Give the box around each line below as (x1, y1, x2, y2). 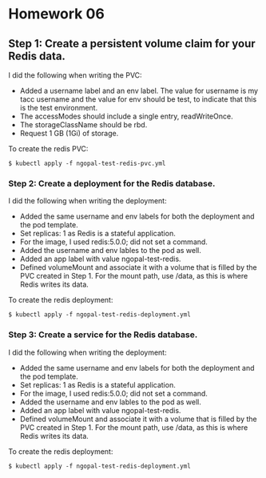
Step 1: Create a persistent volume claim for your (8, 37, 256, 50)
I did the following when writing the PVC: (8, 70, 142, 80)
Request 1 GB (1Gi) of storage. (19, 129, 119, 138)
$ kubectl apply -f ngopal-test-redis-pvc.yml (8, 159, 166, 167)
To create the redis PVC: (8, 144, 89, 153)
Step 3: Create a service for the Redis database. (8, 329, 198, 340)
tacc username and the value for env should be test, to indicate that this (19, 94, 257, 104)
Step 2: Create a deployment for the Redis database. (8, 178, 216, 189)
